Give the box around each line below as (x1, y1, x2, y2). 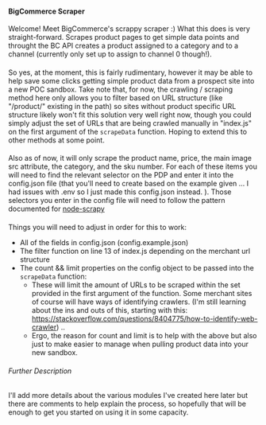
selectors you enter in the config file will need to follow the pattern (8, 196, 226, 205)
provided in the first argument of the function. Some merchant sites (31, 288, 253, 298)
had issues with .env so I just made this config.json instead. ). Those (8, 187, 232, 197)
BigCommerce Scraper (8, 6, 85, 16)
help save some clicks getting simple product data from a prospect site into (8, 76, 255, 85)
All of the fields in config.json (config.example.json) (19, 237, 189, 247)
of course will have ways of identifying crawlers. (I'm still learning (31, 297, 246, 306)
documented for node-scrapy (8, 204, 105, 214)
